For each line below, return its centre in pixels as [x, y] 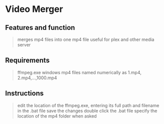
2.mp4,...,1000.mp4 [37, 78]
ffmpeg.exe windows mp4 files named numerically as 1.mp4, [79, 72]
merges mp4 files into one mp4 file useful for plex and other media [86, 39]
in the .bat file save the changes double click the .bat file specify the [87, 111]
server [24, 45]
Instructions [24, 93]
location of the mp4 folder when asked [57, 116]
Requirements [27, 61]
